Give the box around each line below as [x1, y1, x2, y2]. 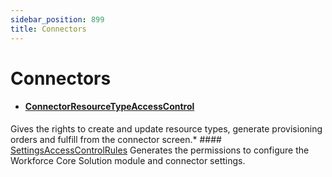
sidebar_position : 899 [10, 14, 105, 25]
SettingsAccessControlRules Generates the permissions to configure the [10, 144, 310, 156]
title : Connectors [10, 24, 87, 34]
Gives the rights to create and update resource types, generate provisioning [10, 122, 323, 135]
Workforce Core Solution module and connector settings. [10, 154, 246, 166]
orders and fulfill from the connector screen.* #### [10, 133, 222, 145]
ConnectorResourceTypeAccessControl [24, 101, 195, 113]
